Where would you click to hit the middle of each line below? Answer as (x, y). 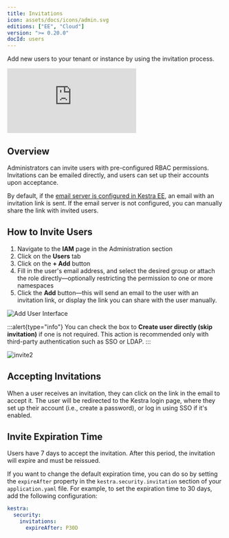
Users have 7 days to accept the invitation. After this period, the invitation (111, 453)
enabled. (20, 415)
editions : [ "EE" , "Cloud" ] (46, 26)
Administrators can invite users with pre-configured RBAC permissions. (108, 168)
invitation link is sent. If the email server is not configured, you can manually (115, 203)
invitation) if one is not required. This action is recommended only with (108, 334)
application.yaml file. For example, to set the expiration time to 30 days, (110, 489)
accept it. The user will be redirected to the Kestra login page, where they (111, 400)
